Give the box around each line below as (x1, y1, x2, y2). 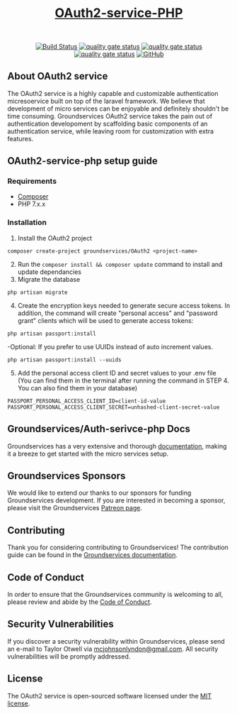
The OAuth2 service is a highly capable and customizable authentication (7, 89, 219, 97)
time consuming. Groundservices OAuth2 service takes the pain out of (7, 111, 213, 120)
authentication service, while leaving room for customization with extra (7, 126, 214, 136)
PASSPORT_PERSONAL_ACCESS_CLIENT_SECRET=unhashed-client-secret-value (7, 403, 220, 411)
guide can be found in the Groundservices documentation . (7, 551, 178, 559)
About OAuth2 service (7, 70, 108, 82)
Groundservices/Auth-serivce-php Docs (7, 423, 191, 435)
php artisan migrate (7, 289, 69, 296)
